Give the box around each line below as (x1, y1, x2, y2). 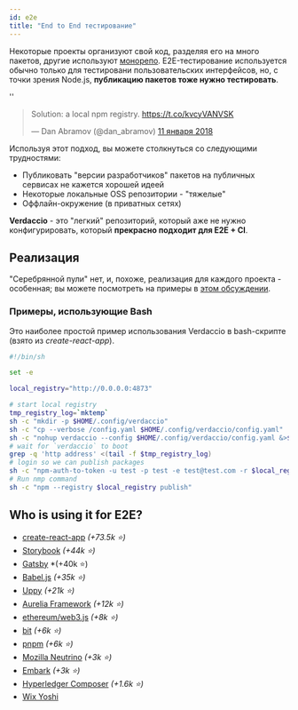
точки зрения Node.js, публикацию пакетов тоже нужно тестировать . (9, 74, 279, 84)
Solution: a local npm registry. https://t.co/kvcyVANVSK (30, 108, 234, 119)
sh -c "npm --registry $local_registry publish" (9, 483, 192, 491)
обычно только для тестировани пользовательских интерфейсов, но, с (9, 64, 278, 76)
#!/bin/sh (9, 352, 46, 361)
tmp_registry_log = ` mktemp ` (9, 409, 109, 418)
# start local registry (9, 401, 98, 410)
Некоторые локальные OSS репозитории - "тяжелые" (21, 188, 226, 199)
